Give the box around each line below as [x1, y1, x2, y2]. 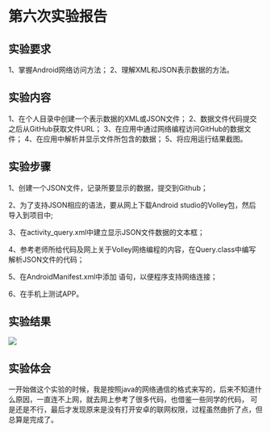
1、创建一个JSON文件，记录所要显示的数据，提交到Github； [8, 182, 208, 192]
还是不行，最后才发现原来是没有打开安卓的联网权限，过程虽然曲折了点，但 [15, 405, 263, 414]
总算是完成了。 [8, 415, 58, 425]
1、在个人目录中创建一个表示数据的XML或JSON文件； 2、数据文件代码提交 [8, 114, 257, 124]
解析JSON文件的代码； [8, 254, 85, 264]
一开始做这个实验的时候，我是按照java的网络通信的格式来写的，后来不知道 [8, 384, 256, 394]
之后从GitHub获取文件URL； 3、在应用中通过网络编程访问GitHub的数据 [8, 124, 244, 133]
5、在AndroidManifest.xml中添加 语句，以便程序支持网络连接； [8, 271, 218, 281]
